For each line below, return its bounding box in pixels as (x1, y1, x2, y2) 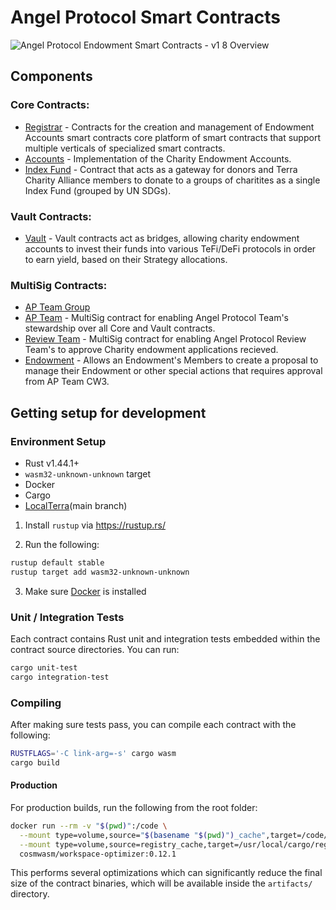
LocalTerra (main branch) (24, 499, 128, 511)
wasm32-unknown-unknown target (24, 467, 152, 480)
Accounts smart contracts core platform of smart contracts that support (24, 131, 321, 143)
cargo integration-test (10, 672, 110, 682)
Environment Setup (10, 434, 107, 448)
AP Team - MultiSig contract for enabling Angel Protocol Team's (24, 312, 290, 324)
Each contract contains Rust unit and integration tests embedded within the (10, 632, 321, 645)
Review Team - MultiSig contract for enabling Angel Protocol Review (24, 333, 307, 345)
